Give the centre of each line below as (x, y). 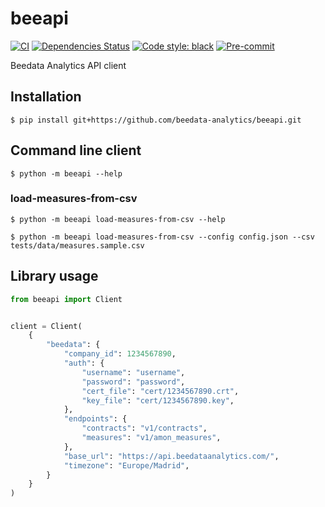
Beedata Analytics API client (68, 65)
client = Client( (46, 326)
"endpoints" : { (95, 419)
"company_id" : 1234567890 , (120, 354)
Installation (46, 97)
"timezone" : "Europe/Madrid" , (126, 465)
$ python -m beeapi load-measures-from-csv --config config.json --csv (162, 237)
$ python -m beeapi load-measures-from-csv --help (118, 219)
